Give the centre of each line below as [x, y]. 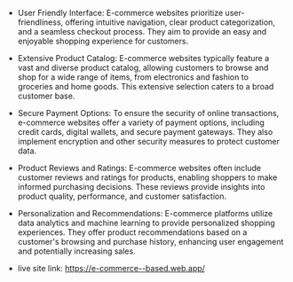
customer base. [46, 96]
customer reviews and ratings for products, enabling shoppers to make [147, 177]
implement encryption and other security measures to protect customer [148, 141]
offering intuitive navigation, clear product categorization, [170, 22]
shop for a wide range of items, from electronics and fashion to [133, 77]
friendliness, [40, 22]
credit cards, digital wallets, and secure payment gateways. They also [145, 132]
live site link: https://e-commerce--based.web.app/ [111, 268]
